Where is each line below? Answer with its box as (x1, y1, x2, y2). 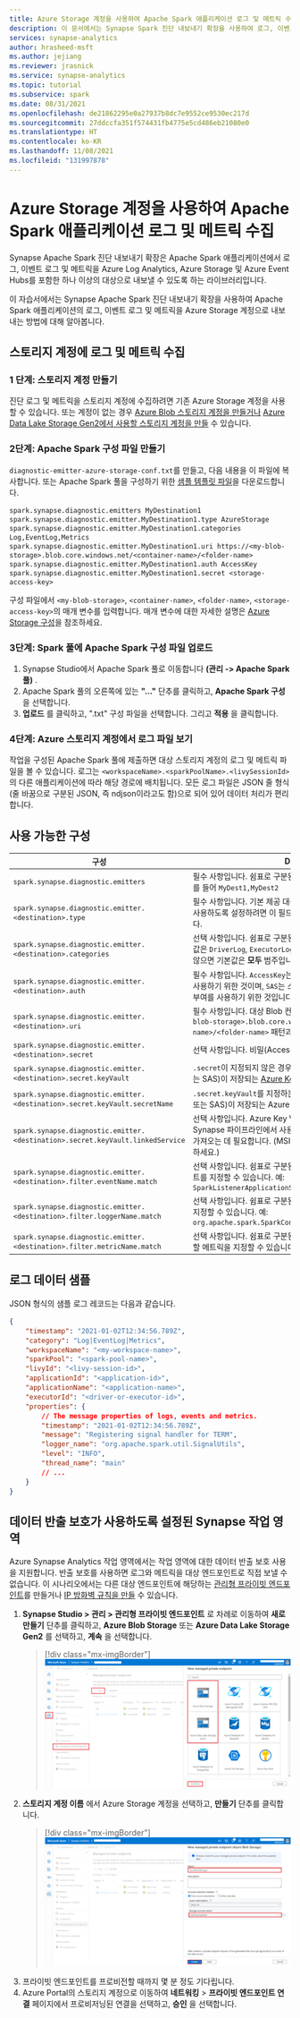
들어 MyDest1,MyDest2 (202, 881, 279, 892)
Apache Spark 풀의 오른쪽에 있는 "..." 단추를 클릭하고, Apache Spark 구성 (21, 685, 286, 696)
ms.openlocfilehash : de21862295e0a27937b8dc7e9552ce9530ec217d (9, 108, 250, 118)
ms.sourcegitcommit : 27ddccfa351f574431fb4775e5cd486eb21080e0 (9, 118, 250, 127)
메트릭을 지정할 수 (202, 1241, 265, 1252)
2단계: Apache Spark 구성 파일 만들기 (9, 443, 166, 456)
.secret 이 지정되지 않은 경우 (192, 1062, 293, 1073)
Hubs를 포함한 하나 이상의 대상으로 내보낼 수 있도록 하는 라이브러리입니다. (9, 274, 267, 285)
